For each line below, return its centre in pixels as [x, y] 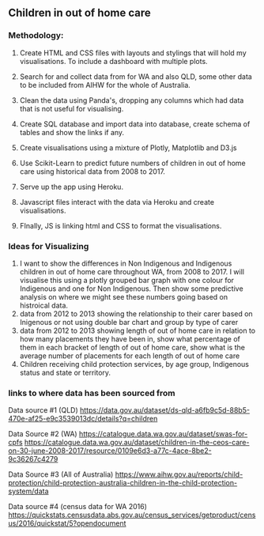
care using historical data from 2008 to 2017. [92, 171]
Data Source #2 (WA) [43, 434]
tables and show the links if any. [72, 132]
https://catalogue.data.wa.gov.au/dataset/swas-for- [163, 434]
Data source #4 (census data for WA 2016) [78, 507]
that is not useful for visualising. [72, 108]
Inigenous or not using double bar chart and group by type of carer [129, 322]
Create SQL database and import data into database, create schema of [135, 124]
